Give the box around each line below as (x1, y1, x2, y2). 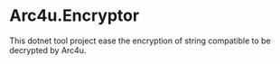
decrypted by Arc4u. (9, 44, 87, 55)
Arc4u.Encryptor (9, 5, 140, 26)
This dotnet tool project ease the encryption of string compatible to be (9, 35, 271, 46)
